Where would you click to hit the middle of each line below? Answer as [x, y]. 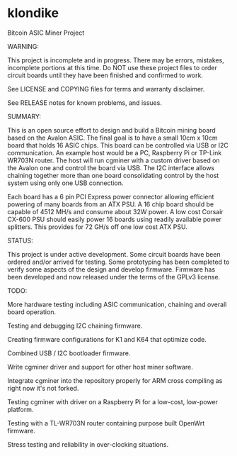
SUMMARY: [24, 116]
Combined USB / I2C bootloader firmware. [69, 353]
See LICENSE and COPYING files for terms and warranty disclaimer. [106, 89]
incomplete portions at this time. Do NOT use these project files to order [112, 67]
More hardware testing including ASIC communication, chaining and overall [117, 304]
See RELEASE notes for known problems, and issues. [85, 102]
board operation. [32, 312]
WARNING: [23, 46]
